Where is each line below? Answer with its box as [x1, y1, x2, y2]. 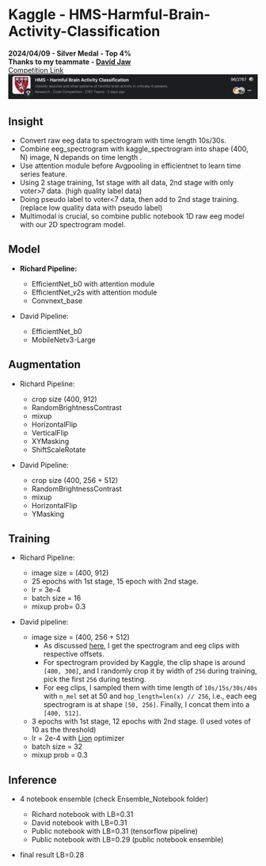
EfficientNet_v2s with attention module [31, 287, 158, 297]
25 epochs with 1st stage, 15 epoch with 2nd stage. [31, 576, 199, 587]
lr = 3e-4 [31, 585, 61, 594]
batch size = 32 [31, 742, 83, 751]
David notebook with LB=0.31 [31, 818, 127, 828]
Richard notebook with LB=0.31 [31, 810, 134, 819]
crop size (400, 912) [31, 394, 97, 404]
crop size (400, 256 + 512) [31, 475, 119, 484]
